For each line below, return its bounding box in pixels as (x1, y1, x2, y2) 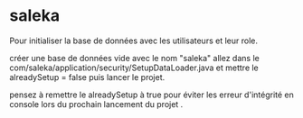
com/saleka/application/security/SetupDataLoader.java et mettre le (9, 62, 260, 73)
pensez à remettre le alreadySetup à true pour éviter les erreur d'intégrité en (9, 89, 294, 100)
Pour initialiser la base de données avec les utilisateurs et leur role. (9, 35, 258, 46)
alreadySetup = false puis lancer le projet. (9, 71, 166, 82)
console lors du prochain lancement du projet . (9, 98, 184, 109)
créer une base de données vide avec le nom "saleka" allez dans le (9, 52, 260, 63)
